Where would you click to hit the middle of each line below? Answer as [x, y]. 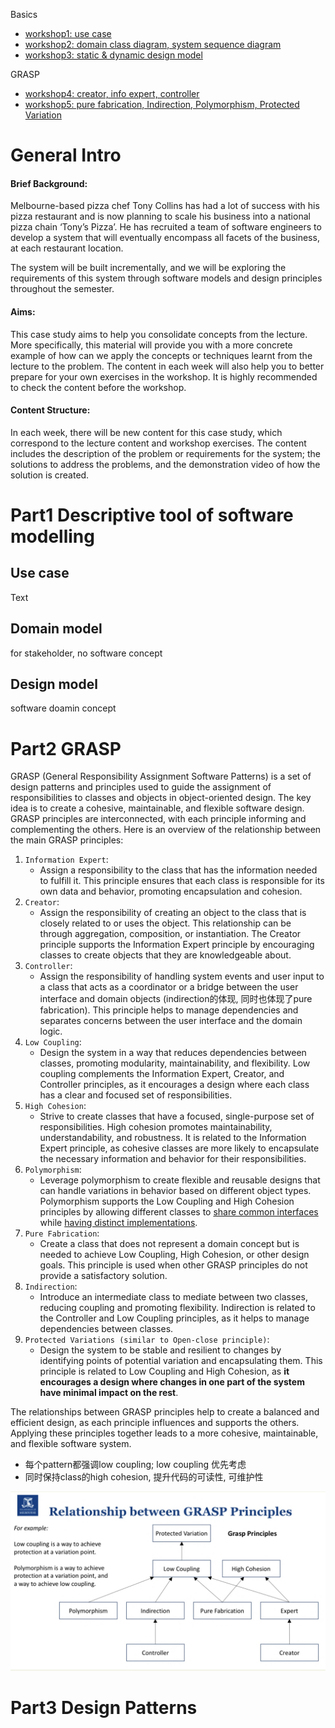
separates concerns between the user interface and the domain [171, 1021]
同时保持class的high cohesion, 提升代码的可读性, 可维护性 [144, 1477]
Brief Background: [49, 183]
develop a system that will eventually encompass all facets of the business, [165, 238]
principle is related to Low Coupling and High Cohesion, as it [164, 1371]
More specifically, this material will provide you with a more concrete [151, 345]
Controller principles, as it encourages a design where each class [174, 1085]
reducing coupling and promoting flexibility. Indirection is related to [177, 1308]
